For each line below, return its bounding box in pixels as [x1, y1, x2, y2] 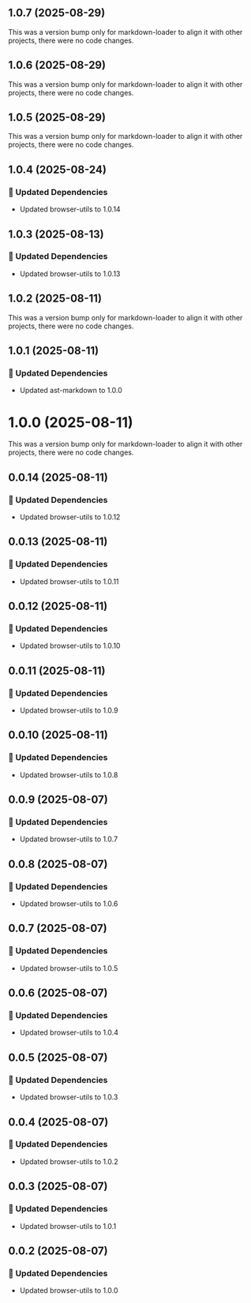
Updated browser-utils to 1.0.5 [19, 963, 118, 973]
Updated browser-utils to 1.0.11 [19, 576, 120, 586]
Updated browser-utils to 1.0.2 [19, 1156, 118, 1166]
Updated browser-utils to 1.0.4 [19, 1028, 118, 1037]
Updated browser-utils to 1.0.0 [19, 1286, 118, 1295]
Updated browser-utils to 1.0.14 [19, 204, 121, 214]
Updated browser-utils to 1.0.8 [19, 769, 118, 780]
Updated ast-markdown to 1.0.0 [19, 386, 122, 395]
